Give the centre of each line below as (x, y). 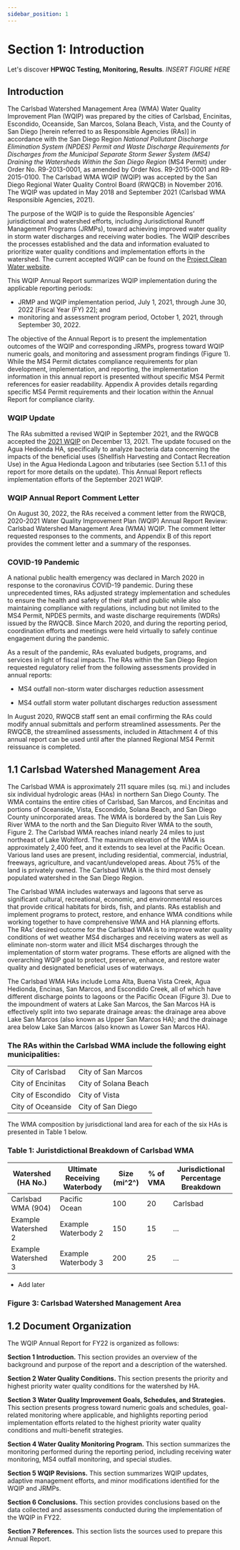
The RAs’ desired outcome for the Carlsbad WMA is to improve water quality (120, 930)
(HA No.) (32, 1182)
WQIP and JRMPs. (34, 1489)
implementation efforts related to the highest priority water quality (104, 1423)
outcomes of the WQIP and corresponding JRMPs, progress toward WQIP (116, 347)
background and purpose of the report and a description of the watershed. (117, 1365)
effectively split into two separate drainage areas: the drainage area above (117, 1012)
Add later (31, 1284)
